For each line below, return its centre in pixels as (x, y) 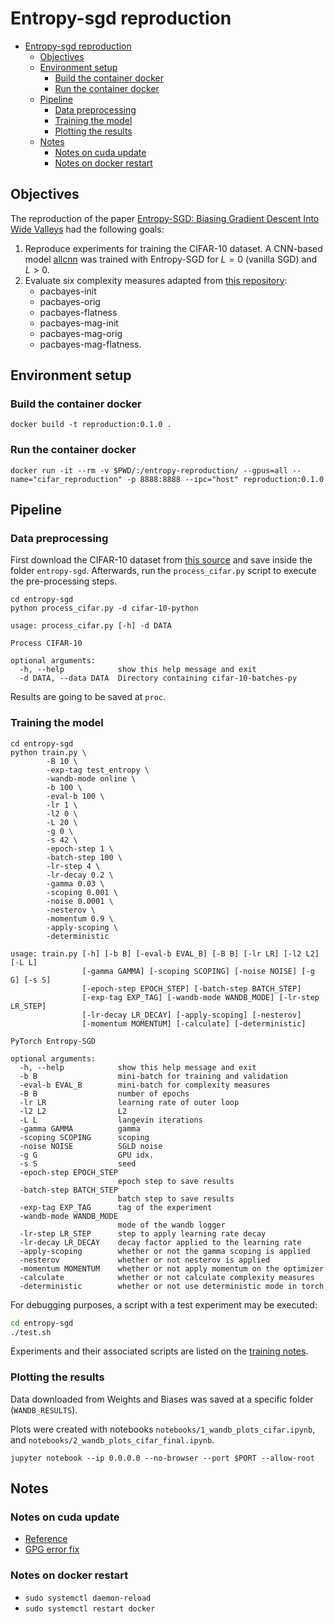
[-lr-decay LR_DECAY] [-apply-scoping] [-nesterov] (191, 1015)
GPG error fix (52, 1549)
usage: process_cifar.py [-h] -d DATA (91, 626)
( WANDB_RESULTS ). (44, 1409)
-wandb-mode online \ (91, 778)
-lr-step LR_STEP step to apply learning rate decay (143, 1233)
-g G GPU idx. (87, 1155)
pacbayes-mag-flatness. (90, 344)
